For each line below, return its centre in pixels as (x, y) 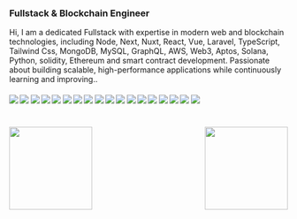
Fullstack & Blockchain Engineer (80, 13)
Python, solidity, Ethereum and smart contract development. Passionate (140, 61)
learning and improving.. (53, 79)
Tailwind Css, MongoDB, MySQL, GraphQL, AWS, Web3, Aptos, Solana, (139, 51)
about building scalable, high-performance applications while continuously (145, 70)
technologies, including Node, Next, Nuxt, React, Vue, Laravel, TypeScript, (145, 42)
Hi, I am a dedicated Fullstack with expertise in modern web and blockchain (147, 33)
